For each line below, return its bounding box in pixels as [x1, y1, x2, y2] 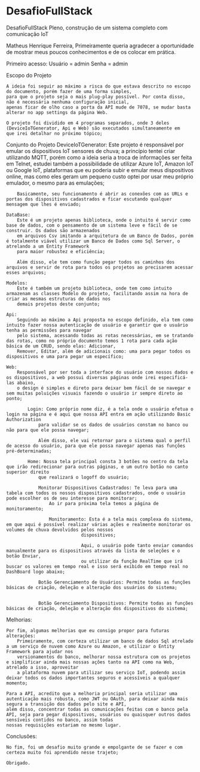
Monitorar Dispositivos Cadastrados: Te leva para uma [38, 485, 178, 491]
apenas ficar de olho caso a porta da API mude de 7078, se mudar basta [6, 104, 191, 110]
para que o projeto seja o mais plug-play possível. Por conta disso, [6, 94, 186, 100]
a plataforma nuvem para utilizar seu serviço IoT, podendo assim [17, 669, 186, 675]
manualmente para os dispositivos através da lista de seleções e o [6, 548, 180, 554]
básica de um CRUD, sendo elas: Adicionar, [6, 343, 116, 349]
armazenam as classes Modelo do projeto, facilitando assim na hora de [6, 290, 188, 296]
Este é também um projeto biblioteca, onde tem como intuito [17, 285, 172, 292]
